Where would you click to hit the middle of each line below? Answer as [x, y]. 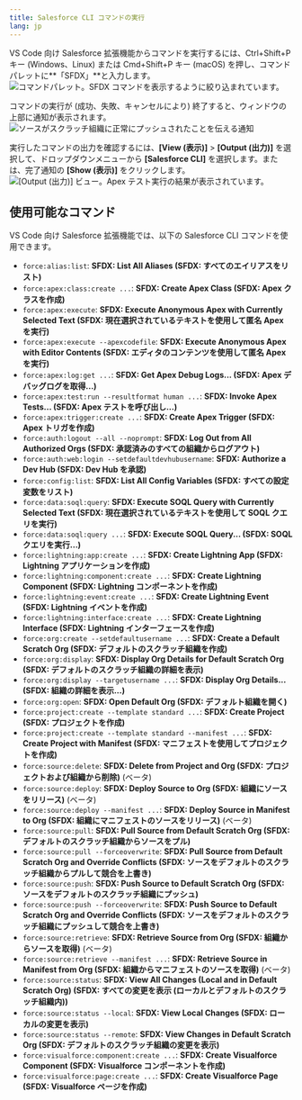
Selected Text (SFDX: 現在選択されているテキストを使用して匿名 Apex [153, 320]
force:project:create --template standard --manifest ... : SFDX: [147, 733]
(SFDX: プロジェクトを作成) [74, 723]
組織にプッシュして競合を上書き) [99, 926]
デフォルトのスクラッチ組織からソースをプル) [107, 842]
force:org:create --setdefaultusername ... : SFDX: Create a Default [151, 638]
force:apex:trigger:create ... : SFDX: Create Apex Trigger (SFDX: [149, 417]
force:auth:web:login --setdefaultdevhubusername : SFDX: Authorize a [154, 459]
